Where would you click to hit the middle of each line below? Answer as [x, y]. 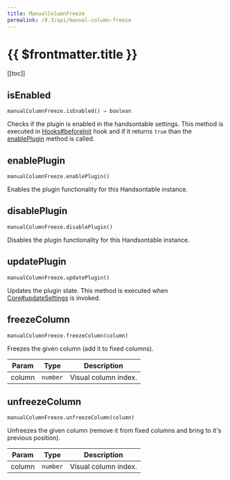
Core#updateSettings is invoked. [54, 298]
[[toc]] [16, 73]
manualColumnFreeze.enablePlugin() [59, 177]
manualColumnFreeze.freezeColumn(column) [68, 336]
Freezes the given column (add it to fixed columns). [80, 348]
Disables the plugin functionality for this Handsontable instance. [98, 240]
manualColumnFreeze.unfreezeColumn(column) [71, 418]
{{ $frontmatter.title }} [72, 54]
